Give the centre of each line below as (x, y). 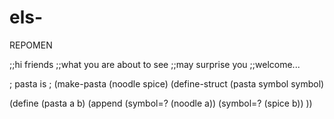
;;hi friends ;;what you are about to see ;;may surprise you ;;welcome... (155, 64)
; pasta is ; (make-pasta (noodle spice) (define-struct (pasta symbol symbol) (167, 83)
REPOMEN (31, 45)
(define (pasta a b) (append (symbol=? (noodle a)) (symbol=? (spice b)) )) (161, 103)
